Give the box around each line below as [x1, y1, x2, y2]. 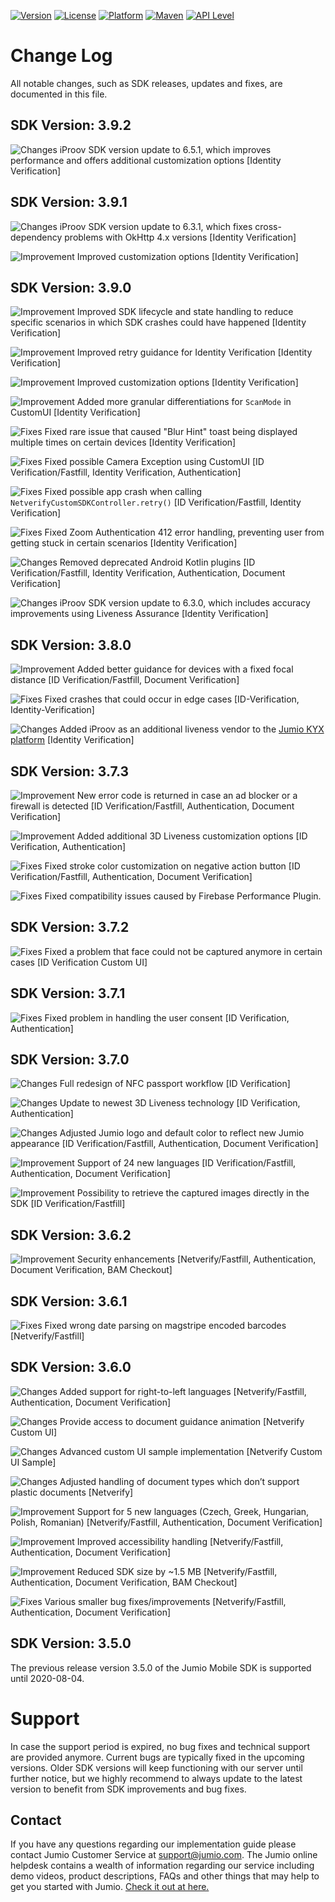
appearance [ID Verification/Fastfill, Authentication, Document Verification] [10, 1138, 319, 1150]
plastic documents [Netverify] [10, 1486, 134, 1498]
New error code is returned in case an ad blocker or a [76, 790, 298, 801]
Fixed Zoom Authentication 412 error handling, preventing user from [44, 526, 325, 539]
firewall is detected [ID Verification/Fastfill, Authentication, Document [10, 800, 295, 812]
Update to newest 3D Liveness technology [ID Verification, [59, 1097, 301, 1109]
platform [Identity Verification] [10, 734, 135, 746]
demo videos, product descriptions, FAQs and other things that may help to [10, 1870, 320, 1882]
